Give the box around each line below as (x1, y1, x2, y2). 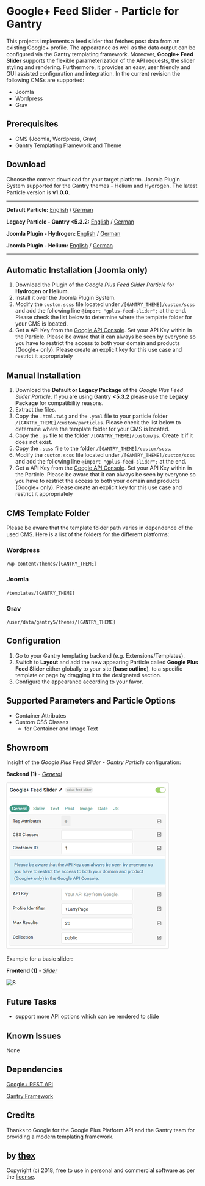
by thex (6, 1150, 35, 1161)
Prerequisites (6, 119, 59, 129)
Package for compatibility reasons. (15, 399, 104, 407)
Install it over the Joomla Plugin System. (15, 294, 116, 302)
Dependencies (6, 1064, 63, 1075)
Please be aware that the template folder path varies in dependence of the (6, 524, 193, 531)
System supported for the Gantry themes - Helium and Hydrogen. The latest (6, 182, 198, 189)
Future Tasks (6, 997, 57, 1007)
